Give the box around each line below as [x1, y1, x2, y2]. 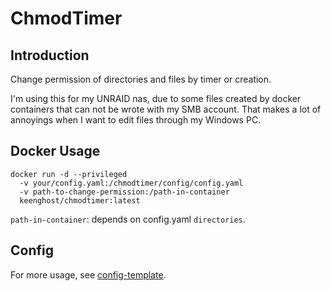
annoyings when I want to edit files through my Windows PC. [10, 114, 262, 126]
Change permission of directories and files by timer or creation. [10, 73, 272, 85]
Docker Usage [10, 143, 101, 160]
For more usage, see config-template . [10, 268, 167, 281]
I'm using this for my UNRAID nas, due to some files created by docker [10, 93, 302, 104]
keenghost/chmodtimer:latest [19, 195, 141, 206]
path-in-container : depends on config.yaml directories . [10, 213, 246, 225]
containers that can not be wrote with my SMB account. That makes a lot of [10, 103, 322, 115]
